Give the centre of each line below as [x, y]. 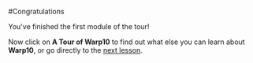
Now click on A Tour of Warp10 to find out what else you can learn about [127, 42]
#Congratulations [36, 11]
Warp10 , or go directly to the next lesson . [76, 50]
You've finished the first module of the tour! [79, 26]
